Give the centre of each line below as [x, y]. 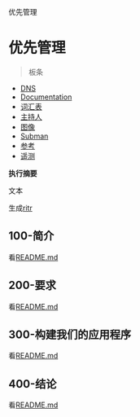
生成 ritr [20, 208]
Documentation [46, 97]
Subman [34, 136]
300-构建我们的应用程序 [70, 334]
